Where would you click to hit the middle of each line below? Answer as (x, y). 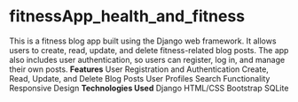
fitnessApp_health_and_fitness (127, 16)
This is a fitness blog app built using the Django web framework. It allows (143, 41)
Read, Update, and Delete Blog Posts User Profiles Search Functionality (140, 78)
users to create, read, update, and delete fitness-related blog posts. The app (149, 50)
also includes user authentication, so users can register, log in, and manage (147, 59)
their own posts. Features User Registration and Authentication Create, (139, 69)
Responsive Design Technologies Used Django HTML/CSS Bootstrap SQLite (149, 88)
